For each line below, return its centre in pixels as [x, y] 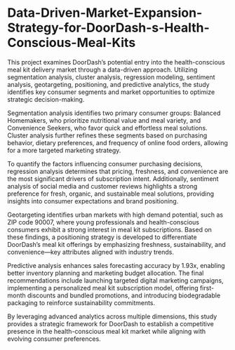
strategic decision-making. [46, 99]
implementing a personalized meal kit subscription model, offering [103, 288]
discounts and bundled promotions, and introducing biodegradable [124, 295]
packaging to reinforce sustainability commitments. [81, 302]
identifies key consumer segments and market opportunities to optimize [111, 92]
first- [207, 288]
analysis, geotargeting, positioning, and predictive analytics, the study [108, 84]
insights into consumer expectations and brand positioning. [93, 201]
